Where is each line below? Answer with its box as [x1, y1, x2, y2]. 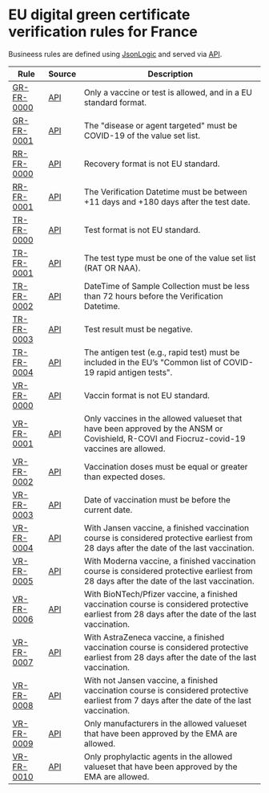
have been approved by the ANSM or [83, 423, 223, 434]
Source [47, 68, 77, 79]
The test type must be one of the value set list [83, 252, 256, 263]
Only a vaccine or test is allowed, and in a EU [83, 87, 252, 98]
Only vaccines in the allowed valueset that [83, 413, 243, 424]
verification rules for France [8, 22, 199, 41]
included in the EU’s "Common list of [83, 356, 222, 368]
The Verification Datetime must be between [83, 186, 247, 197]
